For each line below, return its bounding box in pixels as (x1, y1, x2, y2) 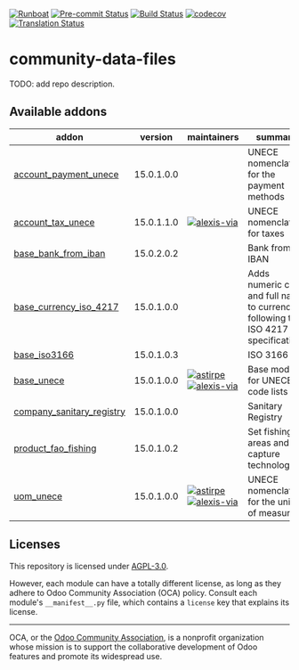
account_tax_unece (13, 216, 95, 228)
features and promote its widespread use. (9, 650, 163, 661)
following (247, 312, 287, 324)
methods (247, 190, 285, 202)
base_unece (13, 374, 65, 387)
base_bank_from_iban (13, 247, 106, 259)
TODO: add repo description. (9, 78, 116, 89)
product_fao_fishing (13, 442, 97, 454)
